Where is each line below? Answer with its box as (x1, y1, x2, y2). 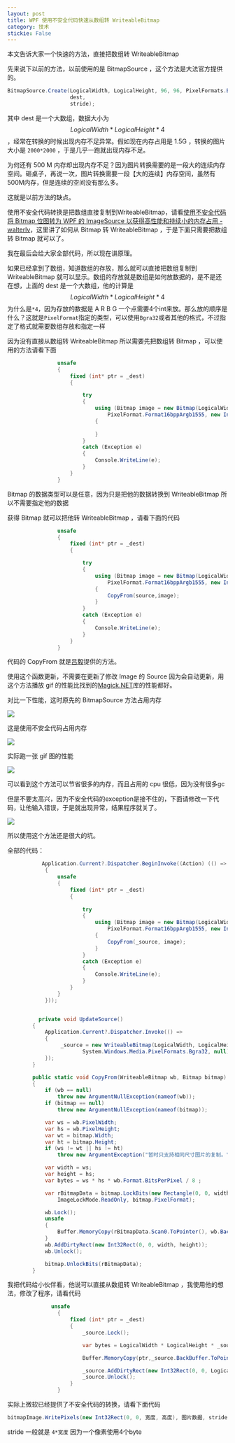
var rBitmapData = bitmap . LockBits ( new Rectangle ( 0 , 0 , (44, 1190, 211, 1197)
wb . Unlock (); (44, 1248, 83, 1255)
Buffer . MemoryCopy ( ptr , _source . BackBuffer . (82, 1354, 211, 1361)
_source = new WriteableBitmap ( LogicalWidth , (60, 1042, 196, 1049)
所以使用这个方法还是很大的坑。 (7, 832, 99, 840)
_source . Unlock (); (82, 1374, 136, 1381)
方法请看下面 (19, 346, 57, 354)
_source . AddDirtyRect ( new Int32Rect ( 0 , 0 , (82, 1367, 208, 1374)
